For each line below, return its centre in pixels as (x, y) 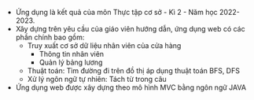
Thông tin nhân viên (72, 54)
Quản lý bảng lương (71, 62)
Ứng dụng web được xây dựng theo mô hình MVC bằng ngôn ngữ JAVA (131, 87)
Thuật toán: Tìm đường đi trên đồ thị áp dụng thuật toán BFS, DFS (133, 70)
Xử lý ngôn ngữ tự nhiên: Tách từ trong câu (97, 79)
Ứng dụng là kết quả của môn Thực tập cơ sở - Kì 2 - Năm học (116, 12)
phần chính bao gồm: (50, 37)
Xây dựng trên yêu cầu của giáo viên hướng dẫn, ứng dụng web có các (130, 29)
